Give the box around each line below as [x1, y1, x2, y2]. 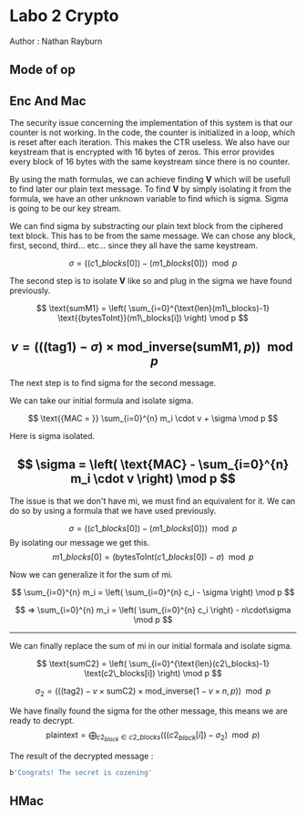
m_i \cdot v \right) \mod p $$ [69, 471, 237, 486]
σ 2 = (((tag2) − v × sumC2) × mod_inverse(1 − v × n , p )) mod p [35, 685, 271, 698]
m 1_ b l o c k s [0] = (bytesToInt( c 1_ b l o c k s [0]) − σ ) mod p [52, 551, 254, 562]
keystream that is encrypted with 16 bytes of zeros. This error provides [9, 147, 275, 158]
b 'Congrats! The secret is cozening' [9, 768, 153, 777]
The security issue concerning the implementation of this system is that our [9, 118, 293, 129]
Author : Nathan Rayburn [9, 36, 103, 47]
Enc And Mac [9, 93, 87, 109]
